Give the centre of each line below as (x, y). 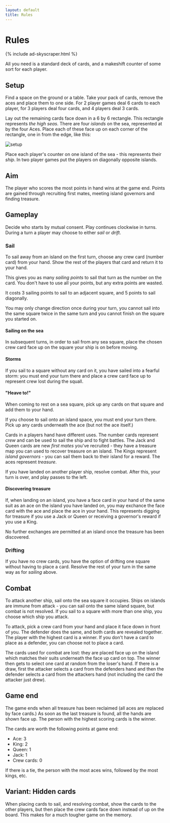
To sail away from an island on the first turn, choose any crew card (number (84, 257)
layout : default (22, 10)
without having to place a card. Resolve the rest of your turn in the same (81, 567)
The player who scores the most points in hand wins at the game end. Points (85, 188)
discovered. (18, 537)
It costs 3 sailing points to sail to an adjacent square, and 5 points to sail (80, 293)
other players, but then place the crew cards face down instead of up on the (85, 809)
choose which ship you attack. (37, 617)
